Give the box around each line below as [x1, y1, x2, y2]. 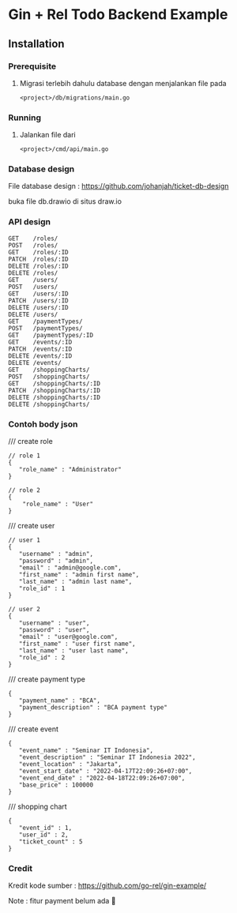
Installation [8, 37, 65, 51]
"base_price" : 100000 [18, 781, 93, 789]
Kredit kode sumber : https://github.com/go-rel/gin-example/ [8, 881, 207, 890]
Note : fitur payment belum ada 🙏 [8, 896, 116, 906]
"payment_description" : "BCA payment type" [18, 704, 168, 712]
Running [8, 112, 42, 123]
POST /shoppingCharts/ [8, 373, 90, 381]
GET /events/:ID [8, 338, 73, 346]
